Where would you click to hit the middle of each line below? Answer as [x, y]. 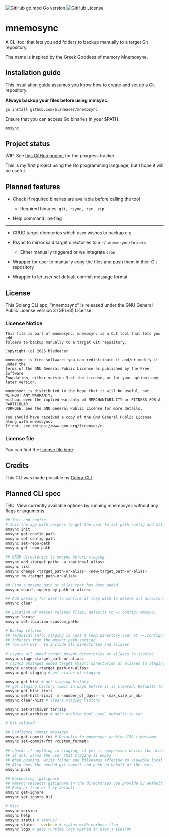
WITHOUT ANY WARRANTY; [29, 395]
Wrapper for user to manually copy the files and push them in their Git [85, 262]
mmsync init [18, 529]
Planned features [33, 187]
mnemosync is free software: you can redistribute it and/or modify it [82, 360]
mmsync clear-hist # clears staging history [53, 701]
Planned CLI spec [33, 493]
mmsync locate [20, 617]
